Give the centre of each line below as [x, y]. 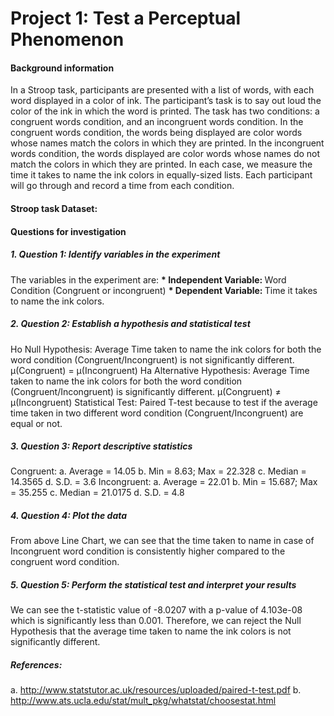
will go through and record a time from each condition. [122, 186]
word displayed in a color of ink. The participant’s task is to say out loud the [166, 101]
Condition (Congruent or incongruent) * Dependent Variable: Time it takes [164, 290]
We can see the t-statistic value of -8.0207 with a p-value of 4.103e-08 [156, 610]
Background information [62, 68]
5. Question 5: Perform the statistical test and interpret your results [153, 585]
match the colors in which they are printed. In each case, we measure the [161, 164]
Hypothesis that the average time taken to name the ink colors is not [151, 631]
